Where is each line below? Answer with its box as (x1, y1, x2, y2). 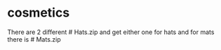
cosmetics (7, 5, 70, 21)
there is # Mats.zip (7, 35, 61, 43)
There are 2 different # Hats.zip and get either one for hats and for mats (7, 28, 215, 36)
